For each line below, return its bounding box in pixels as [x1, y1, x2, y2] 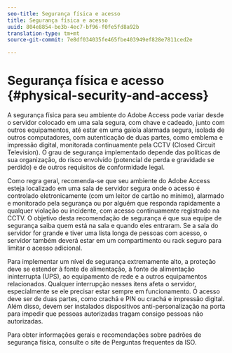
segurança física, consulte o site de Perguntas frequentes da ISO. [7, 338, 197, 347]
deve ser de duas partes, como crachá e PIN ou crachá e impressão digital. [7, 295, 225, 303]
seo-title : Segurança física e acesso [7, 10, 121, 18]
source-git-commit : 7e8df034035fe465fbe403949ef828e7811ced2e [7, 36, 193, 44]
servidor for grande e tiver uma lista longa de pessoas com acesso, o [7, 229, 208, 237]
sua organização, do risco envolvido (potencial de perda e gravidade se [7, 156, 215, 164]
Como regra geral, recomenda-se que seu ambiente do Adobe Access [7, 177, 210, 185]
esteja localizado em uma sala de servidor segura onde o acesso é [7, 184, 200, 193]
